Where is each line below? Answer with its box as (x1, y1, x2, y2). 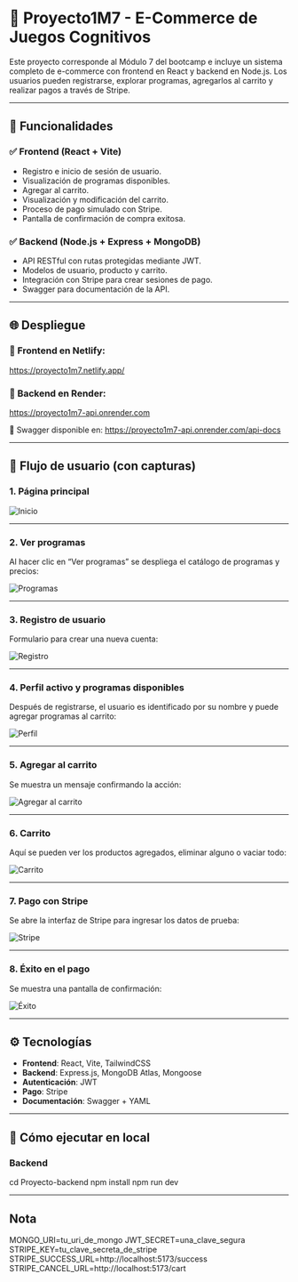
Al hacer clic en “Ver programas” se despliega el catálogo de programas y (9, 556, 280, 567)
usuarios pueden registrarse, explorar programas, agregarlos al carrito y (9, 75, 273, 85)
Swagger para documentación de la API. (21, 284, 170, 294)
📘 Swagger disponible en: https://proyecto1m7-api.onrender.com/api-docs (9, 424, 281, 435)
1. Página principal (9, 485, 90, 497)
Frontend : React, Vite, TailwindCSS (21, 1058, 151, 1068)
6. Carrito (9, 826, 51, 839)
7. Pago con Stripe (9, 895, 89, 907)
